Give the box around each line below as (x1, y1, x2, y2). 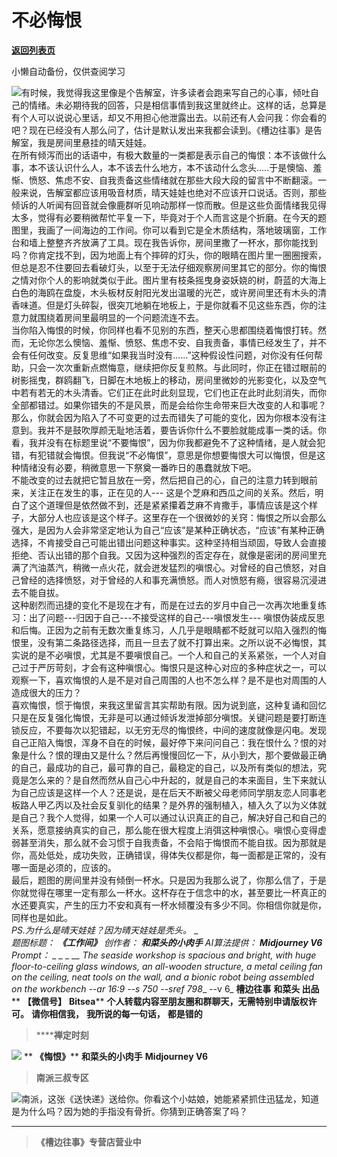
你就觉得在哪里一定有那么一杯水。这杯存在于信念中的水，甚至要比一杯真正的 (11, 886, 327, 898)
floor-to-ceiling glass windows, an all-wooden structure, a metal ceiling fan (11, 960, 323, 972)
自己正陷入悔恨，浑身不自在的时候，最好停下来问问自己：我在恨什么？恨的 (11, 736, 318, 748)
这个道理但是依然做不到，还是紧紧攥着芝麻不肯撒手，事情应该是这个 (28, 499, 309, 511)
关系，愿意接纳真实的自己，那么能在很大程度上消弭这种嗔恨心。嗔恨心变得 (11, 824, 318, 836)
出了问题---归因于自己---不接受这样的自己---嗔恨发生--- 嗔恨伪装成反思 (28, 611, 326, 623)
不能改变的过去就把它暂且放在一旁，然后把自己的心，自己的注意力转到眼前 (11, 474, 318, 486)
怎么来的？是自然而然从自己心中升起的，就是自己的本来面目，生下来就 (28, 774, 318, 786)
